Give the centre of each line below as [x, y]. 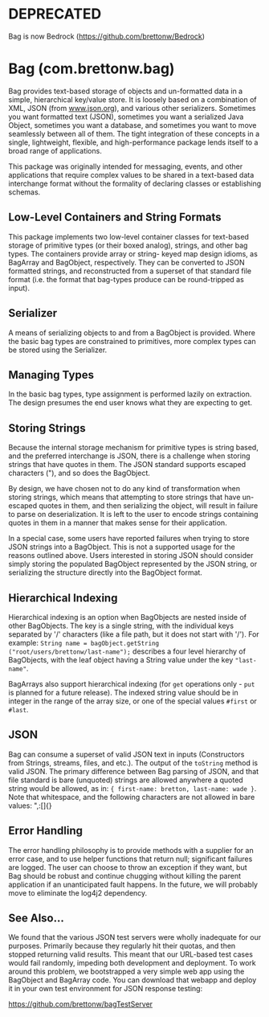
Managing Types [51, 375]
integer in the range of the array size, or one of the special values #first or [132, 701]
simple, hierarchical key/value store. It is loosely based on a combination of [132, 99]
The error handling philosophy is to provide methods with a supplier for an [131, 850]
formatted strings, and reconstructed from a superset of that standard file [130, 271]
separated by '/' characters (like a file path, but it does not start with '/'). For [134, 634]
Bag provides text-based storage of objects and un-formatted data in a [126, 91]
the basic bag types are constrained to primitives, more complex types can [132, 341]
